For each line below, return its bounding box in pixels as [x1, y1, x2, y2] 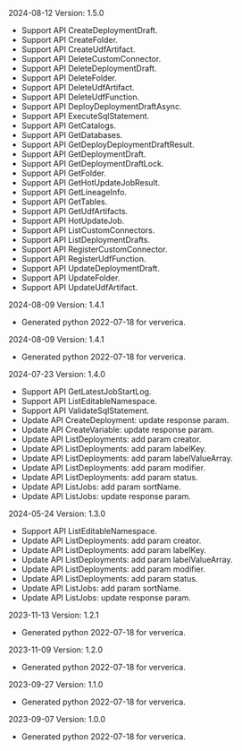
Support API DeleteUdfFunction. [21, 91, 140, 102]
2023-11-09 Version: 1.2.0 [8, 644, 104, 655]
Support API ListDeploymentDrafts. [21, 235, 151, 245]
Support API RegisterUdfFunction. [21, 254, 146, 263]
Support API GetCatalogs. [21, 120, 117, 131]
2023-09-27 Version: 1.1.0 [8, 679, 104, 689]
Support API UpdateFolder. [21, 272, 121, 283]
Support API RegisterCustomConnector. [21, 244, 168, 255]
